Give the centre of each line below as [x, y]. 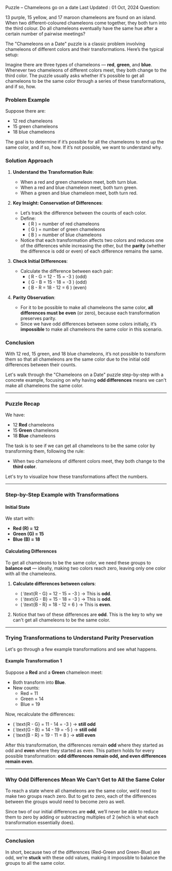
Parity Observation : [34, 297]
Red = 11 [29, 694]
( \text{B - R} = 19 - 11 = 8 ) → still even [54, 735]
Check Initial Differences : [40, 261]
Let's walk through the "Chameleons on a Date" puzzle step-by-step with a [84, 375]
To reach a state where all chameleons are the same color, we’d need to [81, 791]
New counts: [26, 688]
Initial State [18, 507]
